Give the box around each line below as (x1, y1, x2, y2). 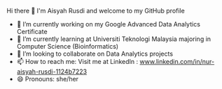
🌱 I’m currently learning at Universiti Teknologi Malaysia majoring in (16, 35, 211, 43)
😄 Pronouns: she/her (16, 75, 78, 83)
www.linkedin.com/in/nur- (139, 58, 215, 65)
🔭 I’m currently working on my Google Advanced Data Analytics (16, 20, 201, 28)
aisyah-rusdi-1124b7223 (16, 67, 88, 76)
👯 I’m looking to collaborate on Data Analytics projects (16, 49, 173, 58)
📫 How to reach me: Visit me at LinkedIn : (16, 58, 139, 65)
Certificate (16, 28, 48, 35)
